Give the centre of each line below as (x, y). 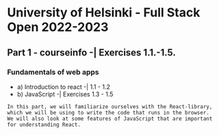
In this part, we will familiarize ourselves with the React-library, (110, 107)
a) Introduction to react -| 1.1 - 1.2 (64, 86)
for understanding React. (44, 125)
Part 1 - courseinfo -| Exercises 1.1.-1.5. (91, 52)
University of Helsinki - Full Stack (104, 13)
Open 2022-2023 (58, 27)
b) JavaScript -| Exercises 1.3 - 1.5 (65, 94)
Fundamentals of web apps (53, 72)
